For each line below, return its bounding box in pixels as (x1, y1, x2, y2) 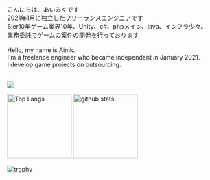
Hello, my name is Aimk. (7, 46, 75, 54)
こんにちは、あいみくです (7, 5, 80, 13)
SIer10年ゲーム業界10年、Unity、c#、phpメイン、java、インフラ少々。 (7, 23, 207, 30)
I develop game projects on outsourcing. (7, 60, 121, 68)
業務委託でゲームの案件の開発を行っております (7, 31, 139, 39)
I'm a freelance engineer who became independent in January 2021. (7, 53, 200, 61)
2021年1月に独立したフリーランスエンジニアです (7, 14, 144, 22)
